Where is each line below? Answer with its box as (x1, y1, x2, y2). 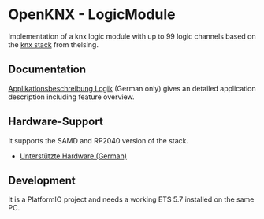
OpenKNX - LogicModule (8, 6, 176, 24)
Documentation (8, 63, 87, 76)
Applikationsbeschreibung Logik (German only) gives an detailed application (8, 84, 256, 93)
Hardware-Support (8, 115, 104, 128)
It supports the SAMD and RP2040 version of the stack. (8, 135, 189, 145)
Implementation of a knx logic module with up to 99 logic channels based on (8, 32, 256, 41)
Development (8, 173, 76, 187)
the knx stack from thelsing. (8, 39, 99, 49)
